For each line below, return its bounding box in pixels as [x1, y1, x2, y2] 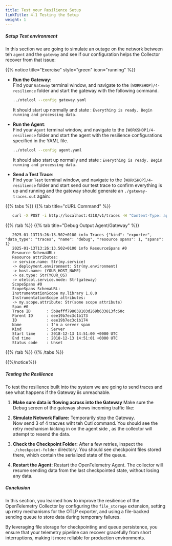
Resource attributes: [12, 255, 58, 260]
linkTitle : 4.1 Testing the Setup [5, 12, 79, 17]
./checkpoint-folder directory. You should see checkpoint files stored [12, 446, 161, 453]
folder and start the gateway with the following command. [37, 88, 159, 94]
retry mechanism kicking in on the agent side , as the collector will [12, 425, 153, 431]
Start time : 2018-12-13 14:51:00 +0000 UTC [12, 331, 118, 336]
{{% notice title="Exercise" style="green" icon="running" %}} [5, 67, 136, 73]
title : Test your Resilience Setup [5, 7, 81, 13]
